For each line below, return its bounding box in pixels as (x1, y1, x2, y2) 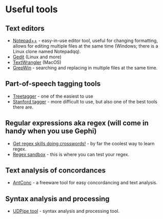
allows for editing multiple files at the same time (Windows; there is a (12, 43, 158, 49)
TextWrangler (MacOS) (12, 59, 62, 65)
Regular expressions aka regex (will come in (5, 119, 149, 127)
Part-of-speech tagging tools (5, 79, 101, 88)
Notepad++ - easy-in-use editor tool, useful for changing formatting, (12, 37, 158, 43)
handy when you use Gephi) (5, 127, 97, 136)
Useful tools (5, 4, 58, 15)
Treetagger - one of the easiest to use (12, 93, 93, 99)
